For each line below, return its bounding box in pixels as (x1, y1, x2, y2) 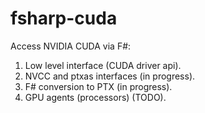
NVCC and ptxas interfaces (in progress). (24, 70, 196, 82)
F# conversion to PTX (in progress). (24, 80, 173, 92)
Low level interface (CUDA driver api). (24, 59, 182, 71)
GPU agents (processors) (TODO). (24, 91, 167, 103)
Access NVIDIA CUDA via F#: (10, 40, 132, 52)
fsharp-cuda (10, 7, 118, 30)
